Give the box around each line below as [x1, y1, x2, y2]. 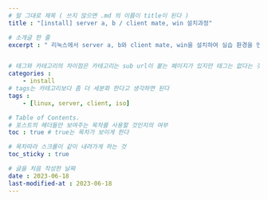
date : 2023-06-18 [8, 172, 69, 180]
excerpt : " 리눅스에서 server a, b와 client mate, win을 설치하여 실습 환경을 [8, 41, 254, 49]
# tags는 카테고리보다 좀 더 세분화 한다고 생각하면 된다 [8, 84, 170, 92]
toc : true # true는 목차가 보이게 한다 [8, 128, 129, 136]
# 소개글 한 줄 [8, 33, 50, 41]
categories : [8, 69, 52, 78]
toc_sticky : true [8, 151, 69, 159]
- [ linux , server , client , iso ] [22, 99, 130, 108]
